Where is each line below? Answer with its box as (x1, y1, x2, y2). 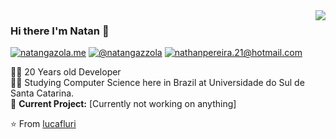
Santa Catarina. (10, 87, 75, 99)
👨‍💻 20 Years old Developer (10, 66, 122, 78)
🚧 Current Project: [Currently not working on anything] (10, 98, 237, 110)
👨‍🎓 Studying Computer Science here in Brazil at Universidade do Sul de (10, 77, 305, 89)
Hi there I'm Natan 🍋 (10, 24, 110, 38)
